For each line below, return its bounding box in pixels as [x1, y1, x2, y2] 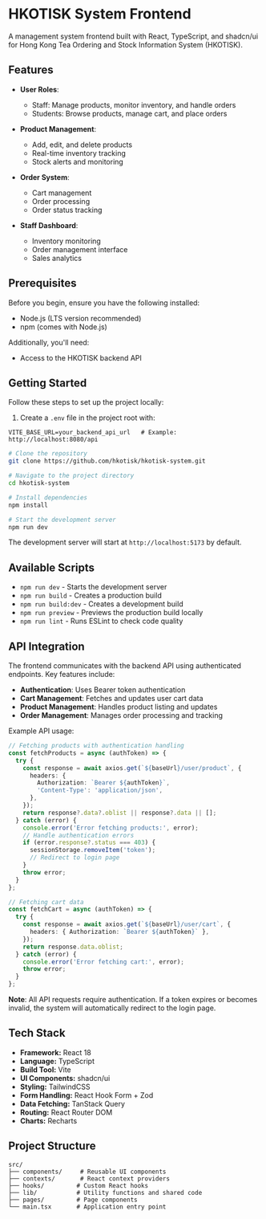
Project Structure [8, 1139, 96, 1153]
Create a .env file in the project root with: [19, 413, 155, 422]
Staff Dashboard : [19, 220, 79, 230]
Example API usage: [8, 726, 75, 736]
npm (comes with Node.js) [19, 322, 108, 332]
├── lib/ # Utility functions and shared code [8, 1188, 203, 1197]
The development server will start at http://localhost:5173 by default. [8, 537, 242, 547]
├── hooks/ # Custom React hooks [8, 1181, 149, 1189]
